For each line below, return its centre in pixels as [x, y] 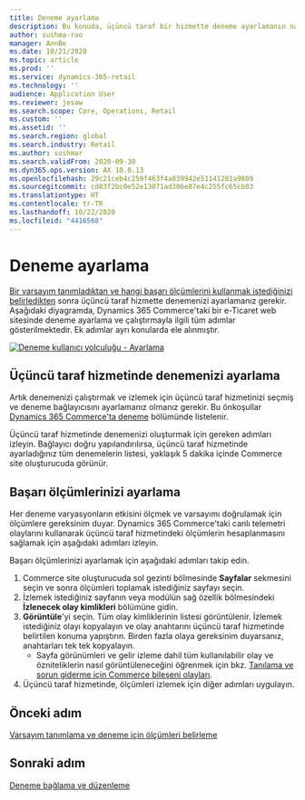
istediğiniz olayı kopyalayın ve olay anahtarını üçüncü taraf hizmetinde [153, 626]
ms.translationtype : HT [54, 195]
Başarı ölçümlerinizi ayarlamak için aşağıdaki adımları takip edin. [129, 561]
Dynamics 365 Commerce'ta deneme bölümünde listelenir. [119, 417]
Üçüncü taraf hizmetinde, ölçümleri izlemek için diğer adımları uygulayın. [158, 685]
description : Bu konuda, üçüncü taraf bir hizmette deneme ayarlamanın [148, 26]
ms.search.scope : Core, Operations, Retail [93, 111]
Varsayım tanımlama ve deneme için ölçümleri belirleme [113, 735]
